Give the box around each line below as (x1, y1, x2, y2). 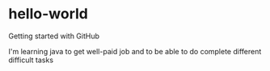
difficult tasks (8, 55, 54, 65)
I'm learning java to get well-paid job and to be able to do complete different (8, 46, 262, 56)
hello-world (8, 5, 89, 23)
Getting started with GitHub (8, 31, 99, 41)
